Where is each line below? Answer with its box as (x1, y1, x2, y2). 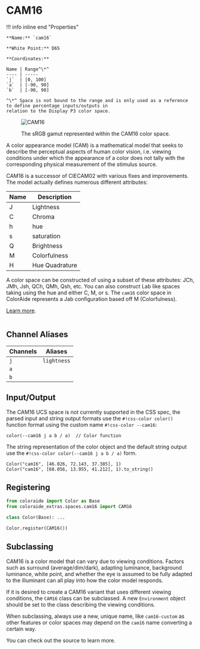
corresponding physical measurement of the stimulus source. (6, 161, 158, 168)
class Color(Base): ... (6, 515, 66, 521)
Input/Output (6, 392, 56, 403)
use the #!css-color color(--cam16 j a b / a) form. (6, 449, 137, 457)
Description (38, 192, 72, 201)
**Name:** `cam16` (6, 35, 52, 41)
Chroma (32, 213, 55, 221)
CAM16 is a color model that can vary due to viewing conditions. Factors (6, 558, 184, 565)
